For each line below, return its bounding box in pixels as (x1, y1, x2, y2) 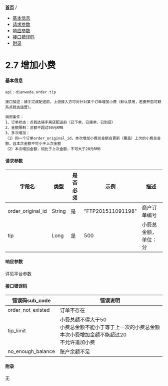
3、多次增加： (5, 131, 30, 136)
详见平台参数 (5, 271, 31, 277)
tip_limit (7, 327, 26, 334)
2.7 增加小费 (5, 60, 56, 71)
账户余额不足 (59, 348, 90, 355)
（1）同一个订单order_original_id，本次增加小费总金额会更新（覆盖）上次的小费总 (5, 136, 157, 141)
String (51, 207, 66, 214)
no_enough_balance (7, 348, 55, 355)
